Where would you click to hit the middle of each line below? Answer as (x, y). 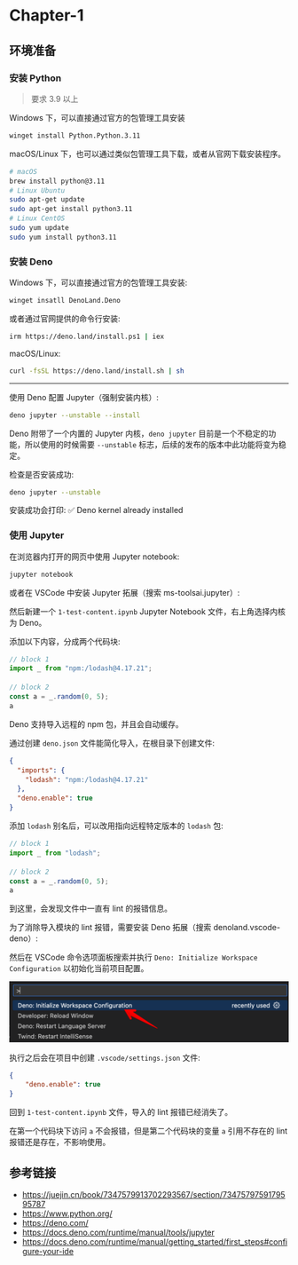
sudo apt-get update (47, 200)
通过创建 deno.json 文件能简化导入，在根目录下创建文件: (112, 743)
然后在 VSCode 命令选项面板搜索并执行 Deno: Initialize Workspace (133, 957)
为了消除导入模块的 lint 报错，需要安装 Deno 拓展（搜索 (110, 928)
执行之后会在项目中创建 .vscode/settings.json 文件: (105, 1057)
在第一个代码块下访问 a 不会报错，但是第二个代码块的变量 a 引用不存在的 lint (149, 1131)
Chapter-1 (47, 16)
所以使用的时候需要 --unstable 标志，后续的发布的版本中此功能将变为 (152, 444)
